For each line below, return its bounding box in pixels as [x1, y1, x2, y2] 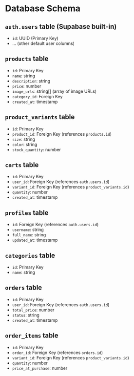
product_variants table [5, 113, 75, 121]
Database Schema [5, 3, 81, 14]
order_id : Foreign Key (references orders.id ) [12, 350, 103, 355]
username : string [12, 227, 44, 232]
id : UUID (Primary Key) [12, 35, 58, 41]
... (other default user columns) [12, 41, 75, 46]
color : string [12, 141, 38, 147]
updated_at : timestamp [12, 237, 58, 243]
